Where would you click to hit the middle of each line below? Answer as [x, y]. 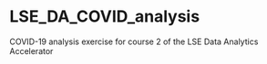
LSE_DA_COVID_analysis [105, 17]
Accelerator [31, 50]
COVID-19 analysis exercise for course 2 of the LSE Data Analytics [134, 41]
